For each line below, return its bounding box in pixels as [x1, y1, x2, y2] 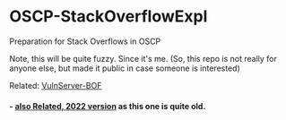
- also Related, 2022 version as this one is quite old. [9, 100, 206, 111]
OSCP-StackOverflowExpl [9, 6, 208, 27]
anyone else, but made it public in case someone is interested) [9, 63, 240, 73]
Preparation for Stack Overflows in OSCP [9, 36, 161, 47]
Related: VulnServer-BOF [9, 80, 102, 90]
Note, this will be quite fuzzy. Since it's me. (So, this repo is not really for [9, 53, 278, 64]
